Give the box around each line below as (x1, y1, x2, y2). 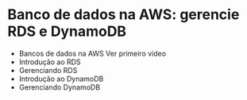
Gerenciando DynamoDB (18, 82, 101, 92)
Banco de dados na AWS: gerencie (7, 6, 240, 24)
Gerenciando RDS (18, 65, 78, 75)
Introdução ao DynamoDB (18, 74, 104, 83)
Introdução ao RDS (18, 57, 81, 67)
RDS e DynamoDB (7, 22, 127, 40)
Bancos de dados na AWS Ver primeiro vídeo (18, 48, 167, 58)
